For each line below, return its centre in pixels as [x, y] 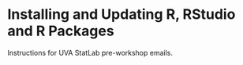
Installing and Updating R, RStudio [121, 14]
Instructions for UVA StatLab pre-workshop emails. [90, 52]
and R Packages [61, 31]
